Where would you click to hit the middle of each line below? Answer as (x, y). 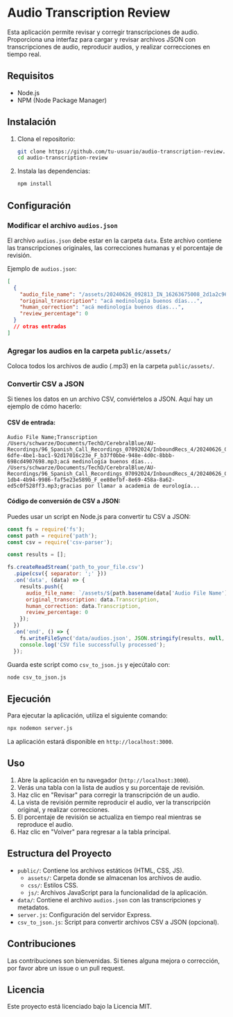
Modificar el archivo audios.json (62, 225)
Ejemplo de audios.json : (42, 268)
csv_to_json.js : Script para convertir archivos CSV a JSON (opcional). (118, 922)
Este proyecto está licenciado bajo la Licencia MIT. (80, 1007)
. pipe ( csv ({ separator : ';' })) (60, 574)
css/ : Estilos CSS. (53, 885)
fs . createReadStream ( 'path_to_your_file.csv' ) (76, 568)
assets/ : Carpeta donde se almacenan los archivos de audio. (114, 877)
